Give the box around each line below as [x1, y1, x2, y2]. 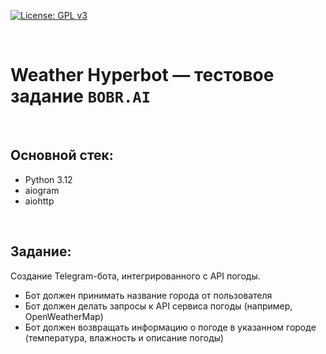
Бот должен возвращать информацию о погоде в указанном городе [24, 321, 317, 333]
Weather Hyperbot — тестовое [10, 64, 275, 87]
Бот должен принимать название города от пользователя [24, 289, 273, 301]
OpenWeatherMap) [24, 310, 104, 322]
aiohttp [24, 195, 55, 207]
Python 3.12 [24, 173, 73, 185]
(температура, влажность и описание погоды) [24, 331, 225, 344]
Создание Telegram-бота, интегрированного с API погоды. [10, 270, 261, 282]
